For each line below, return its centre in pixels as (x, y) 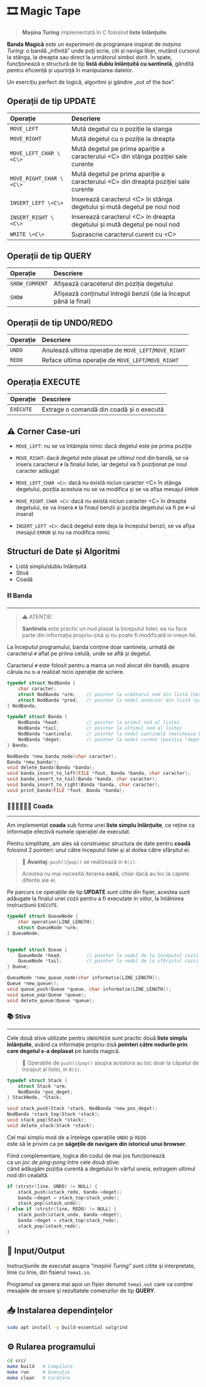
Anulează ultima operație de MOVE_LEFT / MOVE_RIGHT (114, 350)
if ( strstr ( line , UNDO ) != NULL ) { (52, 1186)
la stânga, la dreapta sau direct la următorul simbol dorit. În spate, (90, 57)
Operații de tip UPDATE (52, 101)
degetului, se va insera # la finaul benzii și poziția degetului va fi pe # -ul (105, 507)
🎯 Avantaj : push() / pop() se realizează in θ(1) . (79, 862)
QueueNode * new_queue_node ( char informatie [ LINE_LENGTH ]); (84, 978)
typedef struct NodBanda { (41, 683)
